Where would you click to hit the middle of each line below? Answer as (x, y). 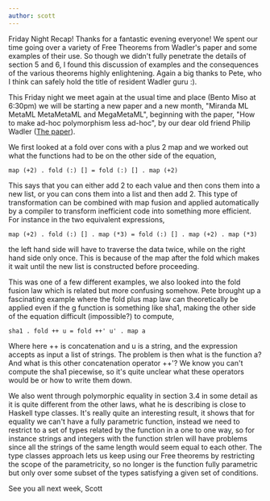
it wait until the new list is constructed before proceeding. (104, 266)
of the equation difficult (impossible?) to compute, (91, 316)
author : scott (32, 16)
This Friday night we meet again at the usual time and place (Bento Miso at (132, 97)
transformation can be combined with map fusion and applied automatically (134, 202)
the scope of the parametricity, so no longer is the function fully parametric (133, 464)
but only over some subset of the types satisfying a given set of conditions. (133, 473)
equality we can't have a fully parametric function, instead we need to (124, 421)
